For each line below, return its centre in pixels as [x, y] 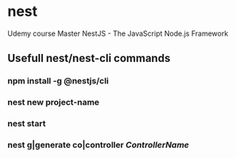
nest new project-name [54, 102]
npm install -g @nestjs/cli [58, 81]
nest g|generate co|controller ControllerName [99, 145]
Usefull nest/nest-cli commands [89, 58]
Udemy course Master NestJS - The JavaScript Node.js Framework [118, 33]
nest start [27, 124]
